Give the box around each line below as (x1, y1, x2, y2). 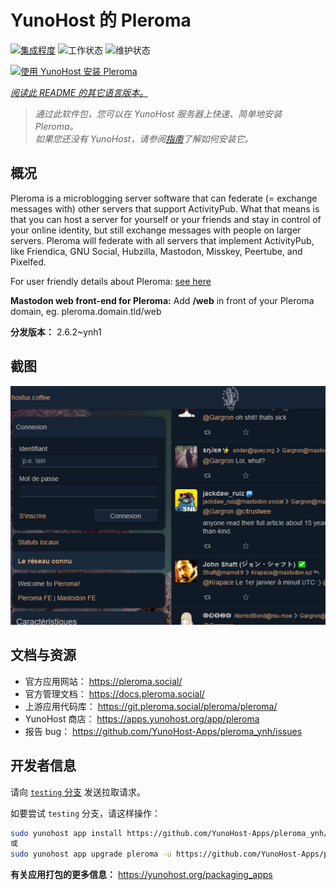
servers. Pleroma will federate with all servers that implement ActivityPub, (10, 234, 315, 246)
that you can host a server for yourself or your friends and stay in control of (10, 213, 322, 225)
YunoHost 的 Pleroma (10, 9, 192, 32)
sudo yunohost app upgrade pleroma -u (10, 849, 172, 860)
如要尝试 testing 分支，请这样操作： (10, 807, 161, 819)
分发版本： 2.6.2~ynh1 (10, 326, 102, 338)
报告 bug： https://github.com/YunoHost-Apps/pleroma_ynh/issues (24, 725, 303, 737)
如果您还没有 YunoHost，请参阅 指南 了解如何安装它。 (34, 132, 254, 145)
